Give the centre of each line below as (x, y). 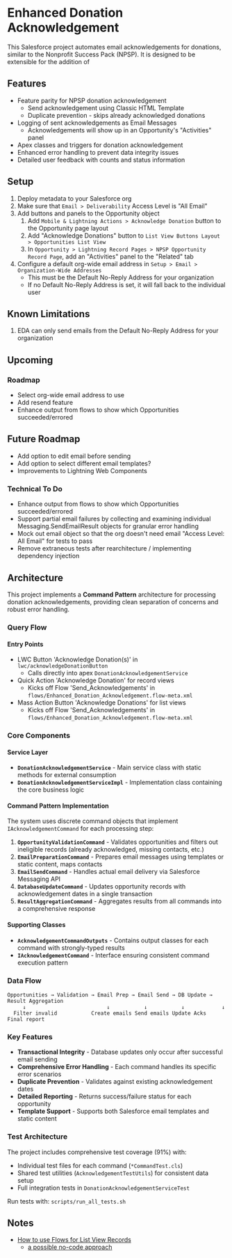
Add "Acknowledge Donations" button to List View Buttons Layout (124, 236)
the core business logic (51, 790)
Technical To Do (35, 489)
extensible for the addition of (49, 61)
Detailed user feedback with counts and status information (101, 160)
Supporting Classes (36, 925)
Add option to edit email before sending (74, 456)
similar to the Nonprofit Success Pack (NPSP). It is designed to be (101, 54)
